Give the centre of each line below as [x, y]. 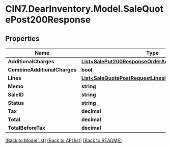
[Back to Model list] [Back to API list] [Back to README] [64, 140]
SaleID [16, 95]
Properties [22, 39]
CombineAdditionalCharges [42, 70]
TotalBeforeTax [27, 128]
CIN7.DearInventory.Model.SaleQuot [84, 9]
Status [16, 103]
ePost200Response [48, 20]
